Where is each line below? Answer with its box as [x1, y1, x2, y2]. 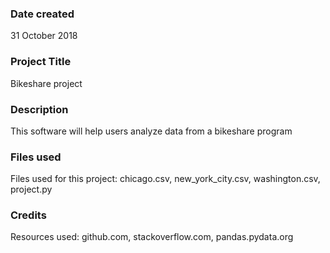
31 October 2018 [10, 30, 78, 42]
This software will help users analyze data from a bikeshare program [10, 125, 293, 137]
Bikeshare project [10, 77, 83, 89]
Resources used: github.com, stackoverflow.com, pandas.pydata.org [10, 231, 294, 243]
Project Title [10, 55, 72, 69]
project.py [10, 183, 53, 196]
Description [10, 102, 69, 116]
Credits [10, 208, 47, 222]
